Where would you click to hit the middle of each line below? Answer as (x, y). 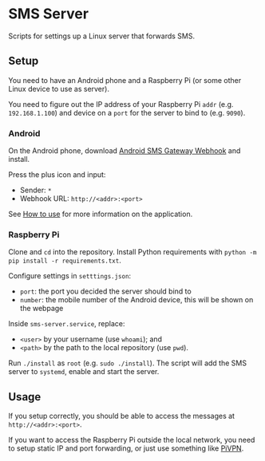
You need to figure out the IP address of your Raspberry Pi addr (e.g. (121, 104)
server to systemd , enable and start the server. (84, 372)
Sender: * (36, 190)
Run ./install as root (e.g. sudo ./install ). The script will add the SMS (128, 363)
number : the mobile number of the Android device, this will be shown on (136, 300)
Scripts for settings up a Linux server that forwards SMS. (102, 36)
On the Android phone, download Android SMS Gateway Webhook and (125, 151)
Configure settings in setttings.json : (70, 276)
